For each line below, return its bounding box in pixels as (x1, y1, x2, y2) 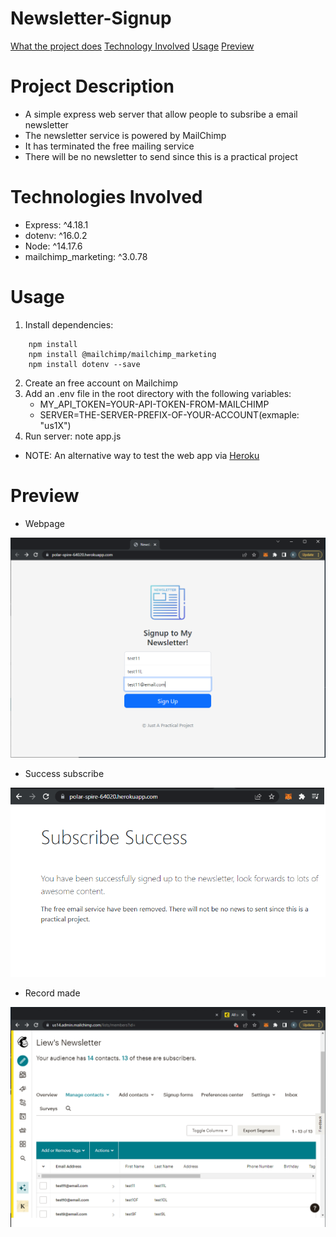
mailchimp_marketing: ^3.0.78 (24, 250, 148, 262)
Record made (24, 987, 81, 999)
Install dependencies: (24, 318, 114, 331)
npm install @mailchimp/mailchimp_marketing (28, 349, 217, 359)
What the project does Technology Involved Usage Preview (10, 40, 255, 52)
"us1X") (39, 419, 72, 431)
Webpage (24, 517, 65, 529)
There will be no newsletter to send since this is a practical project (24, 150, 298, 162)
